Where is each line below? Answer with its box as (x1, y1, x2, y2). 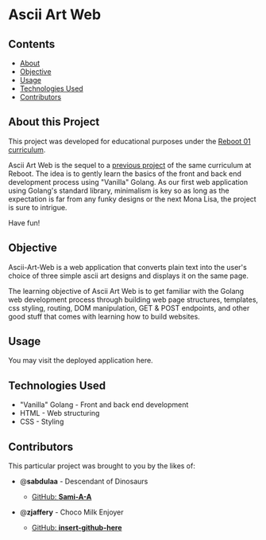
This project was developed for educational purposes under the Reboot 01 (8, 136, 252, 146)
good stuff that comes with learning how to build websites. (8, 311, 200, 321)
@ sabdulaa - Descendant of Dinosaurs (19, 476, 148, 487)
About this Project (8, 115, 100, 129)
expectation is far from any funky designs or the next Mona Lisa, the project (8, 194, 256, 204)
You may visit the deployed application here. (8, 356, 153, 366)
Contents (8, 37, 56, 51)
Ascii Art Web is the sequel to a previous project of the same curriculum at (8, 160, 252, 170)
